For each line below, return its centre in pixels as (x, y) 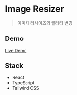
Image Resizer (35, 9)
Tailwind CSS (26, 88)
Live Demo (16, 50)
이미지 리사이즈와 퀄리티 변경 (45, 23)
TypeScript (23, 83)
